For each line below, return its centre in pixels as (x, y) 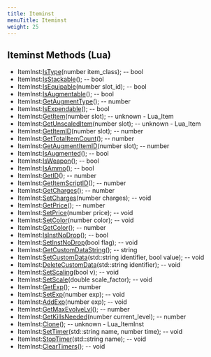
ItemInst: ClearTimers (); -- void (61, 347)
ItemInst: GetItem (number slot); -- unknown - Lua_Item (95, 117)
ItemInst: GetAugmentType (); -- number (74, 101)
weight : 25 (23, 27)
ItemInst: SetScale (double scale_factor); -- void (85, 279)
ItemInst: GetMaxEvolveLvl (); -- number (73, 309)
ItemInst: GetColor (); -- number (61, 228)
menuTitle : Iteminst (37, 20)
